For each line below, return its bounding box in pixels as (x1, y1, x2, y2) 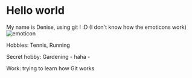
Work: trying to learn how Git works (6, 64, 95, 72)
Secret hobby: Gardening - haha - (6, 53, 91, 60)
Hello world (6, 4, 65, 17)
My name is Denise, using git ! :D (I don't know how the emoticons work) (6, 23, 187, 31)
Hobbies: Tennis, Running (6, 41, 71, 49)
